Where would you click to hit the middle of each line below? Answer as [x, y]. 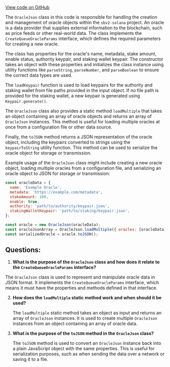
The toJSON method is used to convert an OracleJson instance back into [87, 343]
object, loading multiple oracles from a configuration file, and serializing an [83, 168]
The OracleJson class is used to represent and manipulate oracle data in [80, 277]
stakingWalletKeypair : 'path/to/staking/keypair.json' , [70, 211]
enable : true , [25, 202]
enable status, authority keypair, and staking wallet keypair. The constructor [84, 59]
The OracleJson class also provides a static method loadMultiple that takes [84, 111]
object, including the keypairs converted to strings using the [68, 142]
